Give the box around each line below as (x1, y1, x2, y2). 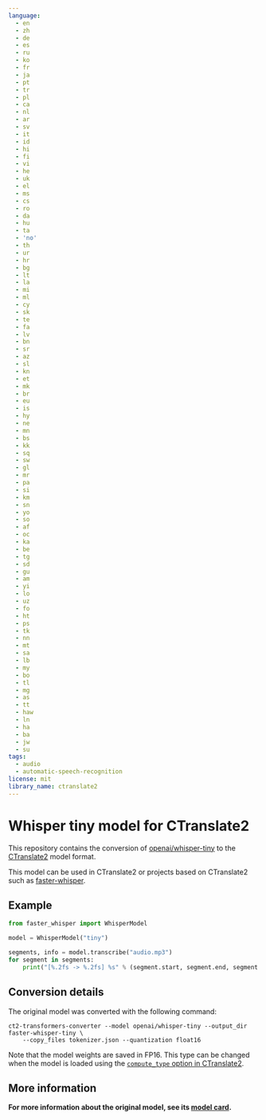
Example (8, 898, 53, 912)
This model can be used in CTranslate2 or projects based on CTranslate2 (8, 867, 248, 877)
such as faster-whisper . (8, 875, 86, 885)
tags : (8, 753, 26, 761)
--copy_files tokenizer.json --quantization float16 (22, 1036, 201, 1044)
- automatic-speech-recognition (15, 768, 123, 776)
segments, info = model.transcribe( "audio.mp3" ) (8, 949, 173, 957)
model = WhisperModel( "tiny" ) (8, 934, 109, 942)
